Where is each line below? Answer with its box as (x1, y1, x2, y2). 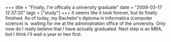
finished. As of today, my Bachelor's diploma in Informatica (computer (5, 15, 153, 21)
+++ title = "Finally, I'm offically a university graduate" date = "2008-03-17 (5, 5, 162, 10)
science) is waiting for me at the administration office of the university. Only (5, 20, 166, 26)
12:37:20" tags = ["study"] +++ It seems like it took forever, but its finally (5, 10, 158, 16)
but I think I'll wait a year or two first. (5, 31, 82, 37)
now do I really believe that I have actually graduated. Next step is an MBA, (5, 26, 163, 32)
